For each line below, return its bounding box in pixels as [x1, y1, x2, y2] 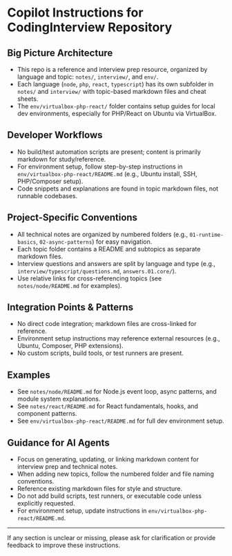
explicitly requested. [17, 499, 75, 508]
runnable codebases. [17, 191, 78, 200]
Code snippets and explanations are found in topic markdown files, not [17, 184, 219, 193]
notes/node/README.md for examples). [17, 281, 122, 289]
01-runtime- [189, 231, 224, 238]
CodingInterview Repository [7, 19, 173, 35]
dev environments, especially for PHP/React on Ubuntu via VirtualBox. [17, 109, 217, 117]
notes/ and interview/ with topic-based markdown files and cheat [17, 88, 206, 95]
